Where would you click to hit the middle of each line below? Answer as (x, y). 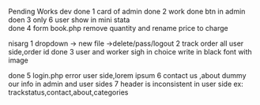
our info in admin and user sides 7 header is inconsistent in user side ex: (126, 84)
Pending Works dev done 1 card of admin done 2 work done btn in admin (127, 11)
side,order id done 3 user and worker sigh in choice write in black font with (130, 52)
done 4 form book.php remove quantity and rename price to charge (119, 28)
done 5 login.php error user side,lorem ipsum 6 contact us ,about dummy (127, 75)
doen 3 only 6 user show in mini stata (69, 20)
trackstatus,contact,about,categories (68, 92)
